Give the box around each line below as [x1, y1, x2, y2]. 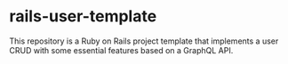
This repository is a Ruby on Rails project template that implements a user [9, 36, 279, 46]
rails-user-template [9, 6, 157, 27]
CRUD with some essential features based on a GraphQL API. [9, 44, 234, 55]
